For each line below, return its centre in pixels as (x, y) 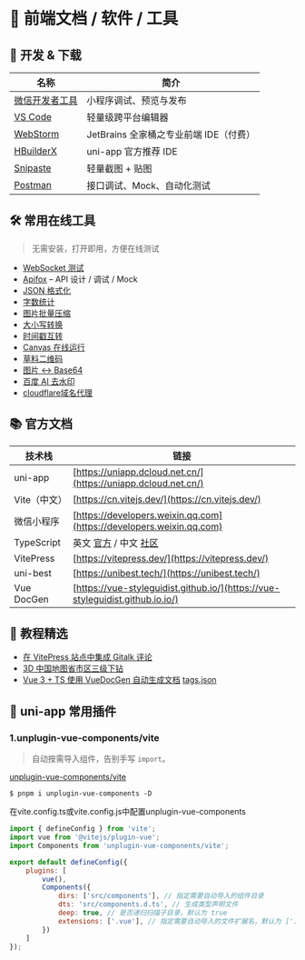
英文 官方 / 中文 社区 (115, 543)
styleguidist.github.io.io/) (125, 599)
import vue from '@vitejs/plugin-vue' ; (85, 837)
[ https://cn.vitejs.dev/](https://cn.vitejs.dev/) (167, 499)
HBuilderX (35, 151)
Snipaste (33, 168)
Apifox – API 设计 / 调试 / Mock (80, 279)
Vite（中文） (41, 499)
